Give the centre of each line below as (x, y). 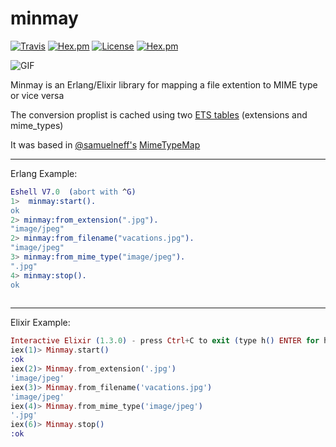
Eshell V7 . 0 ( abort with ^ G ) (73, 192)
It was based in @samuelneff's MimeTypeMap (105, 144)
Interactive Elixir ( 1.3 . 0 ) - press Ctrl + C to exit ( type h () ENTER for (165, 341)
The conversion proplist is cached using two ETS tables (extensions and (159, 114)
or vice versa (37, 95)
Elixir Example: (40, 323)
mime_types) (37, 125)
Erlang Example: (44, 173)
